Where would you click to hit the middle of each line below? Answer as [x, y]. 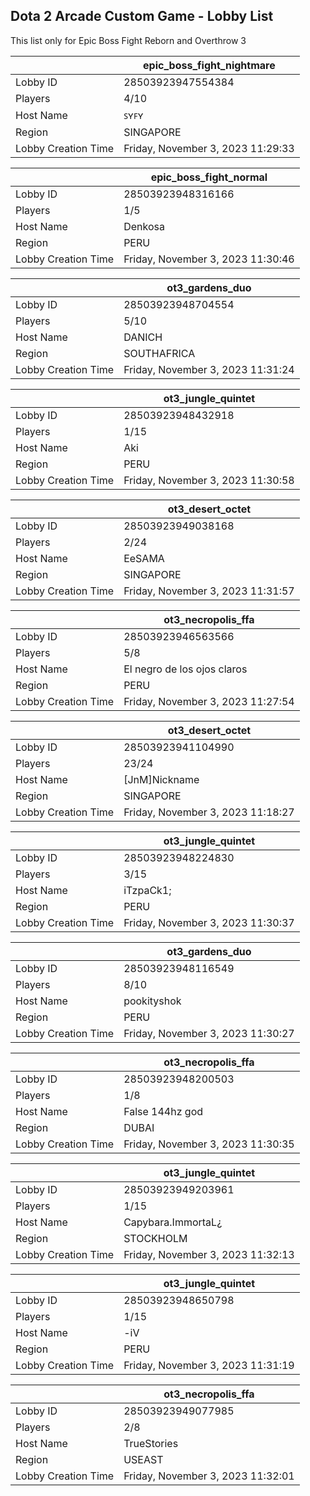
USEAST [143, 1459]
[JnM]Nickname [161, 779]
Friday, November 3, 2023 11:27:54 [209, 701]
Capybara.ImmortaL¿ [173, 1222]
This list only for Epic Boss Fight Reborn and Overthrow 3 [128, 40]
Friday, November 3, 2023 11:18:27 [209, 812]
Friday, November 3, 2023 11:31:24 [209, 369]
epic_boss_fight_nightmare [209, 65]
